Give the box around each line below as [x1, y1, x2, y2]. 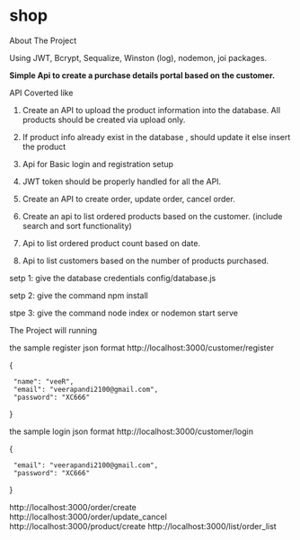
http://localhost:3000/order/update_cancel [9, 511, 168, 522]
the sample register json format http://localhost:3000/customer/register [9, 342, 274, 353]
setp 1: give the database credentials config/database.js [9, 272, 216, 283]
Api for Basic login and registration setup [22, 158, 173, 169]
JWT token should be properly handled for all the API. [22, 176, 222, 187]
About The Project [9, 35, 77, 46]
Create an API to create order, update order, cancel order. [22, 193, 235, 204]
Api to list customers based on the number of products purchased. [22, 255, 269, 266]
